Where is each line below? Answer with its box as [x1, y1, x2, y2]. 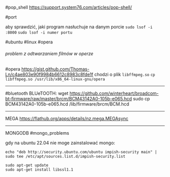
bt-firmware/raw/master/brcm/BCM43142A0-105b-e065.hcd [5, 96, 132, 102]
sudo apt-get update [5, 163, 49, 168]
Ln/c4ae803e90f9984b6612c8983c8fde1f [5, 72, 94, 78]
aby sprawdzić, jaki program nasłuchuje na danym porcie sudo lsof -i [5, 24, 153, 30]
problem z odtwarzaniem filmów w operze [5, 50, 94, 56]
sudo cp [133, 96, 150, 102]
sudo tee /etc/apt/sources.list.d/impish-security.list [5, 154, 125, 159]
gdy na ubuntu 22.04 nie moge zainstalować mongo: [5, 140, 115, 146]
